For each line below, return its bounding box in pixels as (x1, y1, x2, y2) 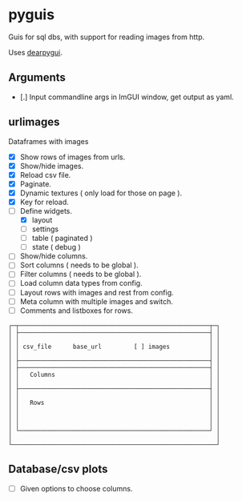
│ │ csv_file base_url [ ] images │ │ (8, 343, 220, 351)
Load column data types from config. (19, 279, 143, 288)
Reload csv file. (19, 170, 71, 179)
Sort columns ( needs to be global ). (19, 260, 139, 270)
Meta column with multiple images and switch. (19, 296, 174, 306)
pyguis (8, 6, 54, 24)
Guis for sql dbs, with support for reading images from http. (8, 32, 205, 42)
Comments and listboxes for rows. (19, 306, 134, 315)
